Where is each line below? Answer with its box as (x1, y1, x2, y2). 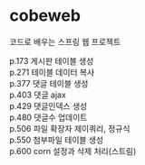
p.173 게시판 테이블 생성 (9, 55, 94, 66)
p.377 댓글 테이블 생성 (9, 78, 89, 88)
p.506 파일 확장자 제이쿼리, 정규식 (9, 123, 130, 133)
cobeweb (9, 5, 82, 26)
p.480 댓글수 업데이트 (9, 112, 88, 123)
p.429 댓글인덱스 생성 (9, 100, 88, 111)
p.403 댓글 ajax (9, 89, 66, 100)
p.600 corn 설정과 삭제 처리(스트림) (9, 145, 137, 156)
